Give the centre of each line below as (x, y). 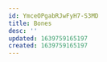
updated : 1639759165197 (48, 38)
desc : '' (23, 31)
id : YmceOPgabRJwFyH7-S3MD (53, 16)
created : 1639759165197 (48, 46)
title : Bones (30, 23)
